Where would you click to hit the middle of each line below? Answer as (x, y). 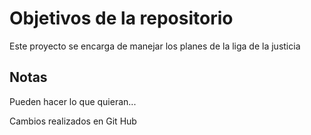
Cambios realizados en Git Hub (73, 121)
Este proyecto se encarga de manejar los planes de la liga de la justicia (155, 46)
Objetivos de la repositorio (121, 18)
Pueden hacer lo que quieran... (73, 101)
